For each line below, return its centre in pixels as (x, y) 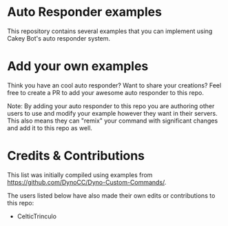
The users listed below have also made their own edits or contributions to (111, 195)
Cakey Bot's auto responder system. (59, 38)
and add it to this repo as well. (50, 127)
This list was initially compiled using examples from (80, 175)
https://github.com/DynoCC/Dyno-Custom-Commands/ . (87, 182)
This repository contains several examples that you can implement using (110, 31)
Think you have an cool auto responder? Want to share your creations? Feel (114, 85)
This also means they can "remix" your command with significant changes (113, 121)
